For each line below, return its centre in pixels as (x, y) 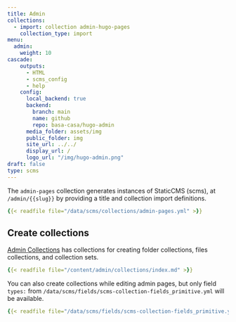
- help (35, 86)
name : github (52, 118)
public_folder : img (54, 138)
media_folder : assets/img (64, 131)
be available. (26, 299)
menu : (15, 40)
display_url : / (48, 151)
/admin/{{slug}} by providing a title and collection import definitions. (107, 198)
